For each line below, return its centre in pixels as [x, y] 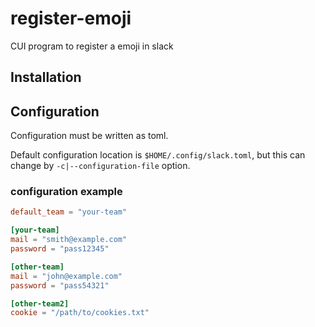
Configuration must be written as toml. [89, 136]
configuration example [66, 192]
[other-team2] [40, 303]
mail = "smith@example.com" [69, 240]
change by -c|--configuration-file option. [100, 166]
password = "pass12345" [60, 249]
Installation [46, 77]
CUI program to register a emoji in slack [92, 46]
